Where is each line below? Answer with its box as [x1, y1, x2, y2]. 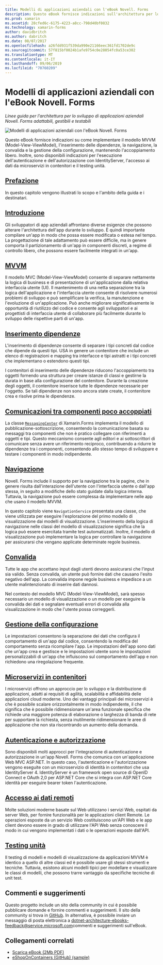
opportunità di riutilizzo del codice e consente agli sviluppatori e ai [5, 305, 138, 311]
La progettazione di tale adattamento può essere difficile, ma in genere [5, 237, 147, 243]
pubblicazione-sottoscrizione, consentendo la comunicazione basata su [5, 425, 149, 431]
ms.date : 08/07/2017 [5, 39, 47, 44]
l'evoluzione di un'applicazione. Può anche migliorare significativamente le [5, 300, 154, 306]
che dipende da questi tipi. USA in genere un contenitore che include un [5, 348, 149, 354]
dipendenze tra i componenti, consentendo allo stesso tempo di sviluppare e [5, 446, 158, 452]
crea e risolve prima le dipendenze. [5, 393, 76, 399]
